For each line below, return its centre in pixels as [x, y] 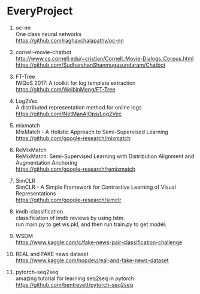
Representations [36, 193]
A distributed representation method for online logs [79, 107]
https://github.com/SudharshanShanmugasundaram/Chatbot [90, 65]
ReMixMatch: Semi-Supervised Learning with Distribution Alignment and [105, 156]
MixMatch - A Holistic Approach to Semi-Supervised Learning [92, 132]
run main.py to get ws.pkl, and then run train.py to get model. [91, 224]
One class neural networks [49, 34]
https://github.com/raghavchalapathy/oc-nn [70, 40]
